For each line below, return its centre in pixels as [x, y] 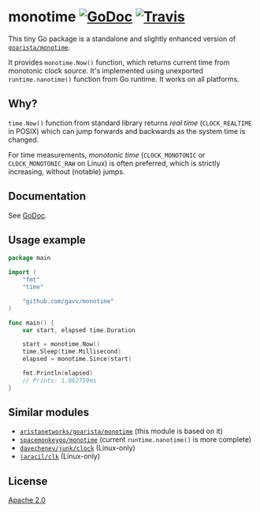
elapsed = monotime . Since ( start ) [77, 359]
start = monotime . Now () [61, 344]
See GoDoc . [28, 215]
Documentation [47, 197]
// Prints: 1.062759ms [59, 380]
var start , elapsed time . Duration [79, 330]
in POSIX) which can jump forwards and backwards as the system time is [127, 131]
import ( [22, 273]
